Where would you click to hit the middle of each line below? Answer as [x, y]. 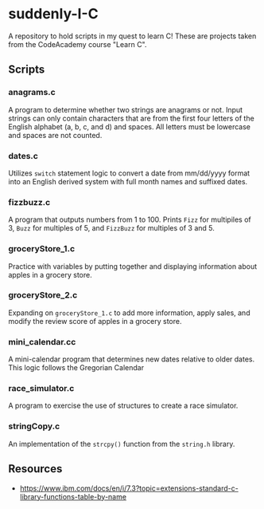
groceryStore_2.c [43, 295]
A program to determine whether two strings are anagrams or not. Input [126, 109]
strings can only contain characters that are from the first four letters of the [131, 118]
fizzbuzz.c [29, 202]
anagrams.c [32, 93]
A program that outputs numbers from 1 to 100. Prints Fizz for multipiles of [130, 219]
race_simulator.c [41, 389]
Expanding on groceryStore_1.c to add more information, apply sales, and [129, 313]
